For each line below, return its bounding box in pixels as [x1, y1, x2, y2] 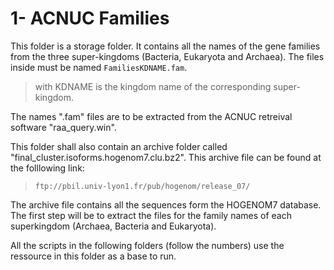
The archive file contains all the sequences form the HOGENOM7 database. [10, 198, 322, 211]
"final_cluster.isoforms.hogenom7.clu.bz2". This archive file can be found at [10, 151, 322, 163]
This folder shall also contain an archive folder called [10, 140, 228, 152]
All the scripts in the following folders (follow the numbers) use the [10, 239, 285, 251]
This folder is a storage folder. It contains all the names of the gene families [10, 40, 321, 52]
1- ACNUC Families [10, 7, 170, 30]
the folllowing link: [10, 162, 85, 174]
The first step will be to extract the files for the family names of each [10, 209, 292, 221]
